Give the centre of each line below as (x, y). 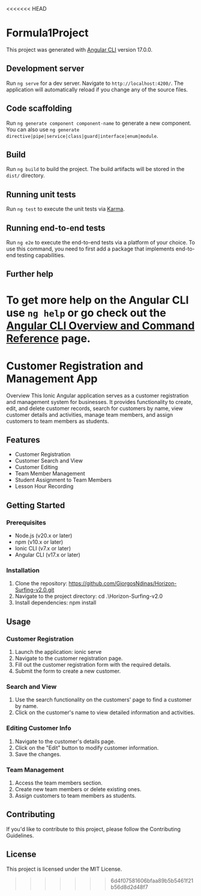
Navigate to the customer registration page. (69, 658)
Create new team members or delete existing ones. (78, 789)
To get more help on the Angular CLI (97, 300)
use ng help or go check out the (86, 313)
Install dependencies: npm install (55, 603)
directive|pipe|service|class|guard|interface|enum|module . (82, 135)
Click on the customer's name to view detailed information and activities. (105, 712)
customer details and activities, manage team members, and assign (90, 414)
